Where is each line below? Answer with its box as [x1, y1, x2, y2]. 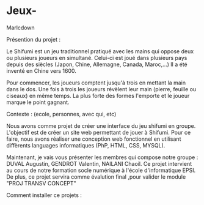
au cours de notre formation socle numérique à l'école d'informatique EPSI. [6, 166, 196, 174]
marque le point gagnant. [6, 99, 70, 106]
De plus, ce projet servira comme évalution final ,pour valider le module [6, 173, 186, 181]
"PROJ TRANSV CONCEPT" [6, 179, 76, 187]
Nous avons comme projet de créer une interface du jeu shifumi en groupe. [6, 122, 196, 129]
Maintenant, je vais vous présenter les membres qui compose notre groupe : [6, 154, 199, 161]
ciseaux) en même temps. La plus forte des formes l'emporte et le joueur [6, 92, 190, 99]
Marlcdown [6, 24, 35, 31]
